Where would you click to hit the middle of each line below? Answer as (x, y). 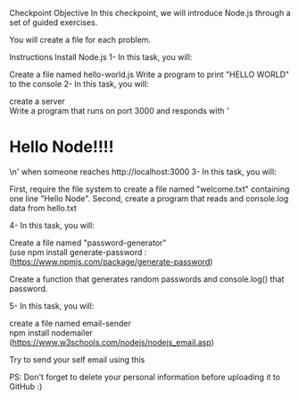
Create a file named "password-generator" (88, 243)
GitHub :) (26, 386)
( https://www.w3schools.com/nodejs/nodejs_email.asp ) (112, 342)
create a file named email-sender (71, 323)
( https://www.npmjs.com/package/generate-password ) (111, 261)
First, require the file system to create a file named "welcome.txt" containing (149, 189)
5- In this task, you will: (52, 306)
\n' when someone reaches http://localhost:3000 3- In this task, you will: (143, 171)
